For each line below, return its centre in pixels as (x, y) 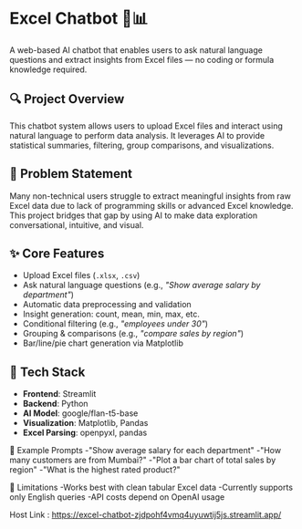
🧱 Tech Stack (47, 372)
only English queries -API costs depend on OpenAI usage (117, 497)
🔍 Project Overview (67, 99)
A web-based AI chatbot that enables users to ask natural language (136, 50)
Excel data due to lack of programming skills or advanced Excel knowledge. (151, 205)
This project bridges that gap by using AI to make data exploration (134, 215)
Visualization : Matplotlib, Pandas (85, 423)
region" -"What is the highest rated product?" (95, 470)
